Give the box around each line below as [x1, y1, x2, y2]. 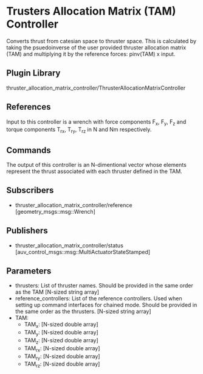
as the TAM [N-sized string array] [15, 288, 99, 296]
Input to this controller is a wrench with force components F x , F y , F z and [6, 118, 187, 127]
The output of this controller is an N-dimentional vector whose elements [6, 161, 187, 168]
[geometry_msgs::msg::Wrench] [15, 208, 96, 215]
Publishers [6, 225, 48, 236]
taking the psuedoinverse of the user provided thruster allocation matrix [6, 44, 187, 51]
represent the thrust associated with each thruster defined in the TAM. [6, 168, 182, 175]
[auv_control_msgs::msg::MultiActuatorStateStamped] [15, 248, 151, 255]
